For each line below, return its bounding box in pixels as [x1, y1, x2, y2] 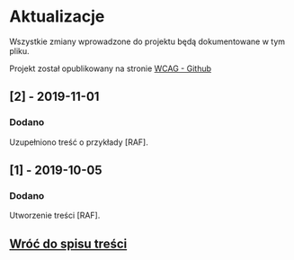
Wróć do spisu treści [9, 236, 128, 251]
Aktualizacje [9, 6, 105, 27]
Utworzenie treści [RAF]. [9, 210, 101, 221]
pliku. [9, 45, 30, 56]
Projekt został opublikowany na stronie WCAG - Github [9, 63, 212, 74]
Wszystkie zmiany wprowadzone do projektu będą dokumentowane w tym [9, 36, 286, 47]
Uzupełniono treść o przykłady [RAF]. [9, 137, 148, 148]
